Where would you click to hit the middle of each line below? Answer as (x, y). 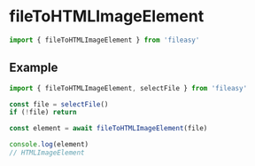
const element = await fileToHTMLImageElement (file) (108, 129)
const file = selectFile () (59, 104)
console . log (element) (49, 145)
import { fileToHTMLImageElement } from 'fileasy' (104, 40)
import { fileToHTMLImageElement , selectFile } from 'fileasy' (128, 88)
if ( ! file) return (43, 113)
